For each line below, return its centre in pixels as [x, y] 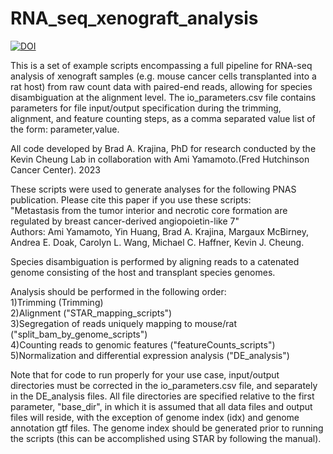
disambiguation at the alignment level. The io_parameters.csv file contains [163, 97]
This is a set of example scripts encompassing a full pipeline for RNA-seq [161, 65]
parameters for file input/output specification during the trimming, [146, 108]
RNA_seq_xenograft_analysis [134, 18]
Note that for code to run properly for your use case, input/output [145, 374]
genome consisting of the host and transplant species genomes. [143, 272]
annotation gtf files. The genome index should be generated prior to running [167, 428]
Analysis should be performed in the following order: [118, 291]
